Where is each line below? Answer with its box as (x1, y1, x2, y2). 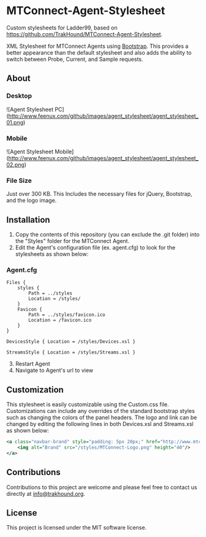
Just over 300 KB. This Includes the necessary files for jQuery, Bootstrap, (6, 190, 193, 198)
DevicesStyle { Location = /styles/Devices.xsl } (6, 339, 136, 345)
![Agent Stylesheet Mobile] (6, 148, 74, 155)
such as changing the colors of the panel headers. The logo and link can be (6, 414, 197, 421)
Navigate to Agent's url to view (15, 366, 94, 374)
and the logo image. (6, 197, 57, 204)
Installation (6, 214, 50, 225)
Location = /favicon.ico (28, 317, 92, 323)
